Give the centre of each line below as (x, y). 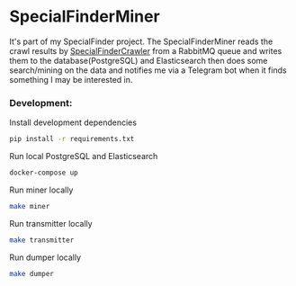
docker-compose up (44, 173)
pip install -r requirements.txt (72, 139)
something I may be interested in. (71, 79)
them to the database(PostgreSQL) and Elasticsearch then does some (139, 60)
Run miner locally (41, 190)
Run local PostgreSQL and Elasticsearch (84, 156)
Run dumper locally (45, 257)
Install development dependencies (73, 122)
